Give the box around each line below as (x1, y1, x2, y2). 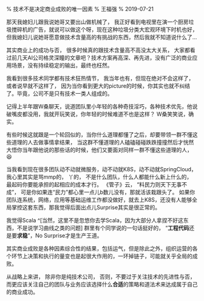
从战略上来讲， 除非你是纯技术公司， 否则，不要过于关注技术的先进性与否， (6, 273, 195, 280)
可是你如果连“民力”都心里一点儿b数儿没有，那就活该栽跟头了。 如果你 (21, 188, 195, 196)
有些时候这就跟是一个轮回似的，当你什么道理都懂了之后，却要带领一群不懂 (6, 131, 192, 138)
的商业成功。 (6, 288, 38, 296)
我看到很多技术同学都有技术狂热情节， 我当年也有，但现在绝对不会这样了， (6, 75, 194, 82)
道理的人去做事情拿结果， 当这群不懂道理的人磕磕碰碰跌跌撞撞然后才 (11, 139, 183, 146)
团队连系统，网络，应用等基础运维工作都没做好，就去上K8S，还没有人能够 (6, 196, 192, 203)
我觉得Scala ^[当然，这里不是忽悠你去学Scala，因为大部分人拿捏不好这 (6, 217, 184, 224)
